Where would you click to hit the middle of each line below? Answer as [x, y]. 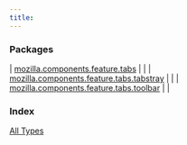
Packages [32, 49]
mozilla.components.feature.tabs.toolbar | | [89, 87]
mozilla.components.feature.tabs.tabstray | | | [94, 78]
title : [22, 18]
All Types [27, 131]
